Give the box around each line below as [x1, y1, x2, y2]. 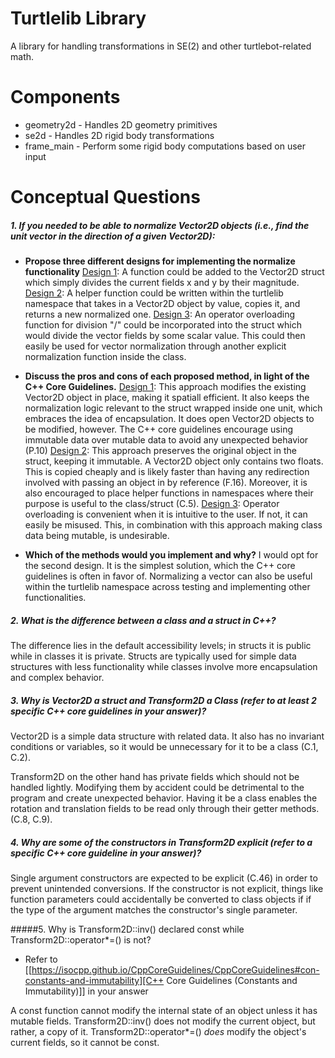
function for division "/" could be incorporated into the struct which [24, 319, 302, 331]
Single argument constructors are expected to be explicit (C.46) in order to [10, 872, 318, 884]
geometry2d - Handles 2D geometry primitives [24, 118, 218, 131]
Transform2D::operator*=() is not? [10, 933, 152, 946]
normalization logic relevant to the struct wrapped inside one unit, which [24, 402, 323, 414]
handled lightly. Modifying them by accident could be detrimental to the [10, 781, 305, 793]
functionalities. [24, 592, 87, 604]
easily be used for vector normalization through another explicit [24, 340, 287, 352]
